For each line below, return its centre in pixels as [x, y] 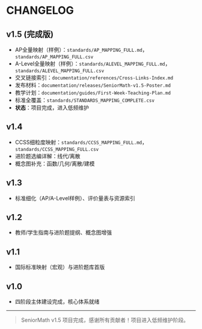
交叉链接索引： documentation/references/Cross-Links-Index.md [94, 78]
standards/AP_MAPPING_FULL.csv [54, 57]
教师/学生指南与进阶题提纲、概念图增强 [63, 233]
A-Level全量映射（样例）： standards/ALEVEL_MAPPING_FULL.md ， [93, 63]
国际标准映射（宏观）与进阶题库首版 [60, 267]
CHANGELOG [40, 11]
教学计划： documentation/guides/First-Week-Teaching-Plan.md [93, 93]
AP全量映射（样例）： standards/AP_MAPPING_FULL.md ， [81, 50]
